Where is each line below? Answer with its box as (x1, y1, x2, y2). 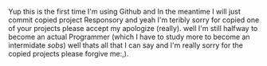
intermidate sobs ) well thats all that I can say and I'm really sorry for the (8, 41, 243, 50)
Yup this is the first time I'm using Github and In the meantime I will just (8, 7, 241, 16)
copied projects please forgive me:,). (8, 49, 129, 58)
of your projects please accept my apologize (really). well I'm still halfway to (8, 24, 258, 33)
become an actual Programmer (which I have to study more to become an (8, 32, 250, 41)
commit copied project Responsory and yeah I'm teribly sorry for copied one (8, 15, 260, 25)
